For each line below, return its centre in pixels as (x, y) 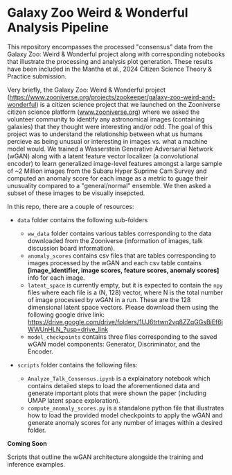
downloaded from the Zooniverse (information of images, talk (115, 240)
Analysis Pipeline (58, 27)
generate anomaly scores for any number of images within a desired (125, 422)
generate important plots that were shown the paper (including (117, 393)
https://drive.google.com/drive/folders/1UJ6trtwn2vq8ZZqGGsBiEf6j (125, 322)
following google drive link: (66, 315)
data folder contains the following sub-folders (82, 219)
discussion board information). (71, 248)
